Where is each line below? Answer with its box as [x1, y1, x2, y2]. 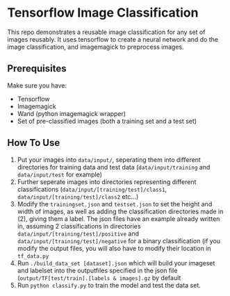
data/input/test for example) [17, 170, 103, 179]
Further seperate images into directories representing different [17, 177, 197, 186]
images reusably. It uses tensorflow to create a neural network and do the [7, 35, 219, 43]
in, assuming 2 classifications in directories [17, 222, 141, 230]
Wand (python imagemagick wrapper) [17, 109, 126, 117]
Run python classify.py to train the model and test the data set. [17, 281, 202, 289]
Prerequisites [7, 63, 67, 74]
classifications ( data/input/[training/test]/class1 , [17, 185, 167, 193]
